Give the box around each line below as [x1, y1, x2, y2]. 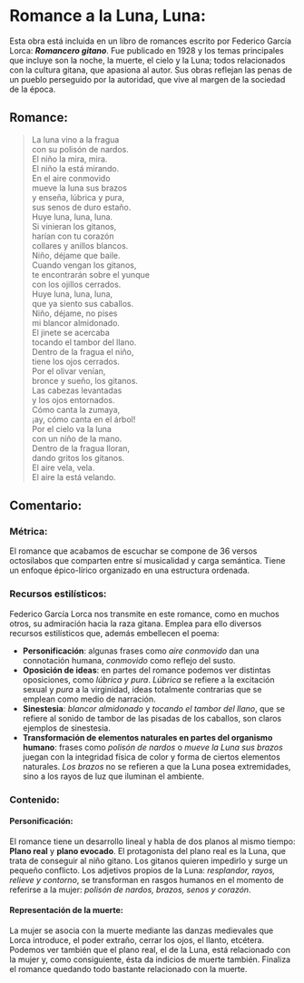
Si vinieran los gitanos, [31, 221, 117, 231]
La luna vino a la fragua [31, 133, 120, 145]
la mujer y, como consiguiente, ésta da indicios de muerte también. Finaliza [9, 954, 291, 965]
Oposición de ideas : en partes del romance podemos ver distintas [22, 664, 271, 675]
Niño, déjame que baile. [31, 250, 121, 260]
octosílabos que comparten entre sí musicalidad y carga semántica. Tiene [9, 555, 286, 566]
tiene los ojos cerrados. [31, 356, 121, 367]
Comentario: [9, 498, 83, 514]
